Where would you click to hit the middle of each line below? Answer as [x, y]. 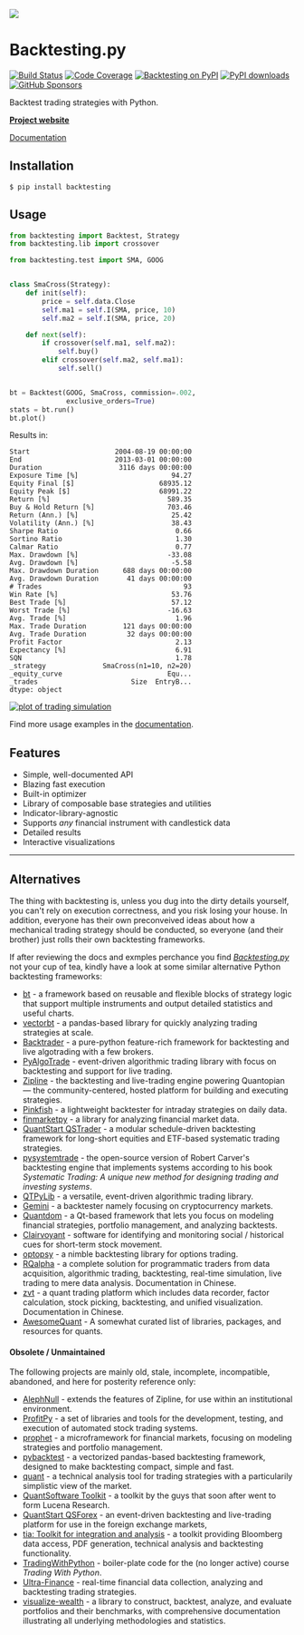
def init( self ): [57, 293]
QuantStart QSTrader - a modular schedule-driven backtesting [139, 1129]
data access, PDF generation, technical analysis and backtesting [143, 1544]
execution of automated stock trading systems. [110, 1428]
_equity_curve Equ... [101, 674]
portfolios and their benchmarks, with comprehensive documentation [151, 1611]
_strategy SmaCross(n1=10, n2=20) [101, 667]
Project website [39, 120]
